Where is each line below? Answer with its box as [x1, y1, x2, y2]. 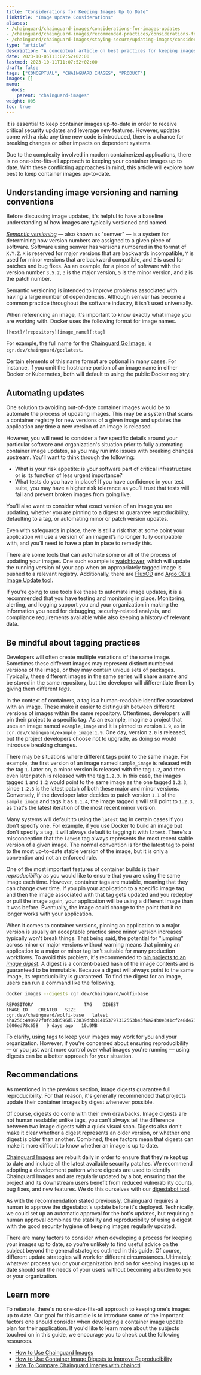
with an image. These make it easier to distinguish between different [6, 703, 175, 710]
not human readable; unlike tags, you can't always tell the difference [6, 1116, 175, 1124]
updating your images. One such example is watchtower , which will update [6, 557, 190, 565]
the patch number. [6, 275, 52, 283]
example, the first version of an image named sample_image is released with [6, 759, 191, 767]
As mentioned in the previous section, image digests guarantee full [6, 1085, 171, 1092]
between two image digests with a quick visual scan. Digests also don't [6, 1122, 182, 1130]
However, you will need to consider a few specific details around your [6, 434, 178, 442]
